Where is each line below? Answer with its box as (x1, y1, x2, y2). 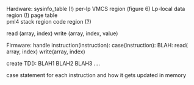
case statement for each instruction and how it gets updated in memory (6, 72, 187, 78)
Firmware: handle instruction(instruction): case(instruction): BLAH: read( (6, 42, 188, 49)
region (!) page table (6, 12, 58, 19)
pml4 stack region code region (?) (6, 18, 92, 25)
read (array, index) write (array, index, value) (6, 30, 118, 37)
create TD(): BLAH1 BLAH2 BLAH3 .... (6, 60, 101, 67)
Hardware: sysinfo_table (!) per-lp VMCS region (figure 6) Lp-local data (6, 5, 185, 12)
